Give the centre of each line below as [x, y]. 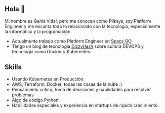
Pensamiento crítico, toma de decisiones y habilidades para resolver [81, 89]
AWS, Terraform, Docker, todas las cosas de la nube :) [67, 84]
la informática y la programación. [38, 31]
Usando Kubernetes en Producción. [48, 79]
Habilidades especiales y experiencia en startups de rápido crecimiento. [85, 105]
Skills [13, 67]
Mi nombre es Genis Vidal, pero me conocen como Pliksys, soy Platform [78, 21]
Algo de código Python [35, 100]
